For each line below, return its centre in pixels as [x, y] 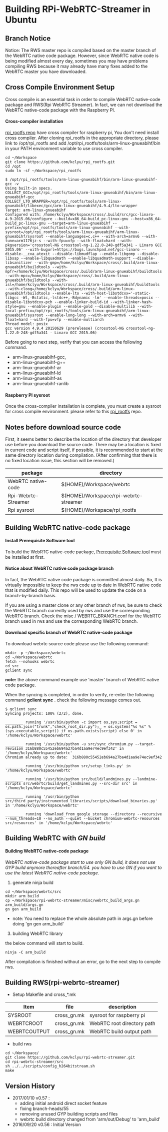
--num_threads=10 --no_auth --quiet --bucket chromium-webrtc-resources [82, 819]
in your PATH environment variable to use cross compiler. [64, 149]
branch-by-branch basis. [31, 595]
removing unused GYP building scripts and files [69, 1114]
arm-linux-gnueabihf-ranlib [40, 384]
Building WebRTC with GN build [55, 838]
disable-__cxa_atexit [28, 254]
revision [14, 749]
